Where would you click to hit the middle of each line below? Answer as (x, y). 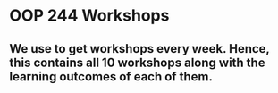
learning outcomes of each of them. (111, 76)
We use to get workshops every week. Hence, (139, 49)
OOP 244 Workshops (89, 16)
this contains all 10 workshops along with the (137, 62)
